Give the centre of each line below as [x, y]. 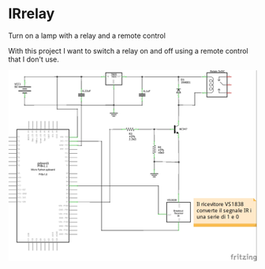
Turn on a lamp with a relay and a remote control [87, 35]
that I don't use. [34, 59]
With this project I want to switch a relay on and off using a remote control [128, 50]
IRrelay [32, 14]
